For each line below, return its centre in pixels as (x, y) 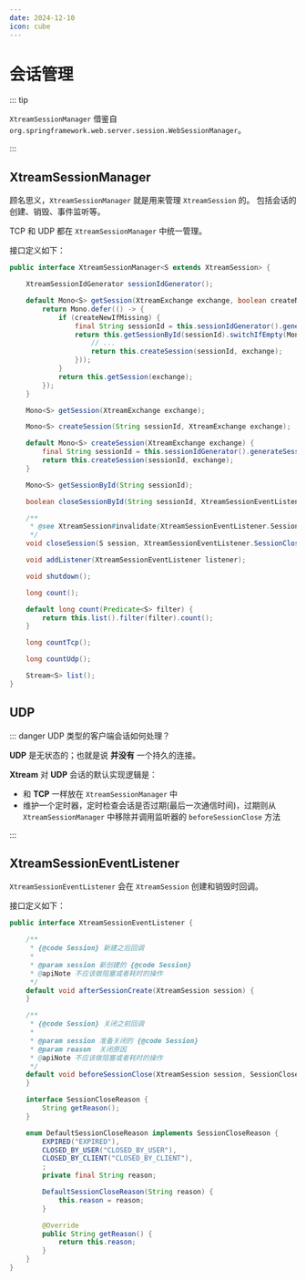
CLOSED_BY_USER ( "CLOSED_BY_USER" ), (110, 1150)
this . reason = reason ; (101, 1200)
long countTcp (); (59, 643)
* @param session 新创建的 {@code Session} (111, 965)
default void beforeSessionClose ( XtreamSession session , (136, 1075)
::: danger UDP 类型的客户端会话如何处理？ (90, 736)
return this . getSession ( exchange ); (126, 377)
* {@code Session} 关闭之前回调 (87, 1024)
